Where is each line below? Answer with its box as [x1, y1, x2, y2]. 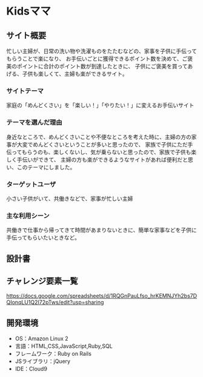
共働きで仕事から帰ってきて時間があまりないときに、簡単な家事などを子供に [6, 226, 197, 234]
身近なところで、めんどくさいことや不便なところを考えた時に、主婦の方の [6, 133, 192, 140]
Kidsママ [6, 4, 52, 18]
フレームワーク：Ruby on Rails [15, 350, 92, 358]
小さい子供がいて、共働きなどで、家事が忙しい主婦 [6, 195, 133, 202]
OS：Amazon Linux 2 [15, 335, 68, 343]
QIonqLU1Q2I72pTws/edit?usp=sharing [6, 299, 104, 306]
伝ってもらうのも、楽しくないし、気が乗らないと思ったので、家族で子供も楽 [6, 148, 197, 156]
